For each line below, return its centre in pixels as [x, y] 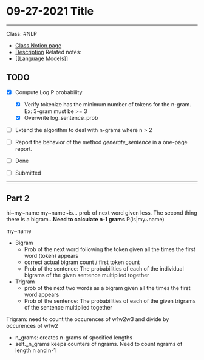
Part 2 [18, 198]
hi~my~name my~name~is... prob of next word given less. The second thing [102, 213]
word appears [42, 294]
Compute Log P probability [49, 92]
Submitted [28, 173]
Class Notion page [38, 45]
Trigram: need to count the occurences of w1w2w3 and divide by [88, 319]
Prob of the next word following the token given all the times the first [110, 249]
